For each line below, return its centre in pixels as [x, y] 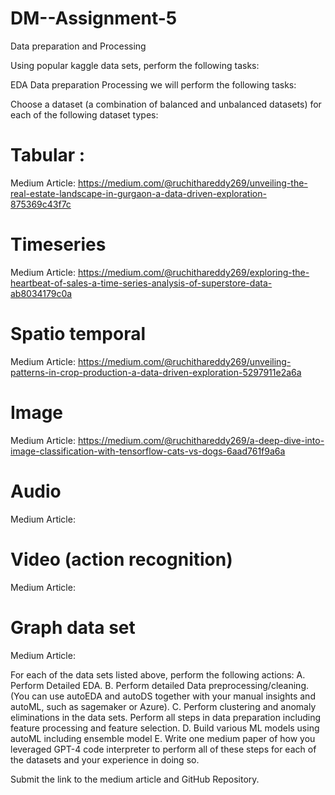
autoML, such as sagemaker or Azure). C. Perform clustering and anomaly [163, 706]
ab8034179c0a [41, 293]
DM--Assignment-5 [94, 18]
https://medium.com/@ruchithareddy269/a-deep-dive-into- [201, 440]
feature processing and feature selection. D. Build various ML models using [165, 728]
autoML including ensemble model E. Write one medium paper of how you [163, 738]
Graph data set [73, 627]
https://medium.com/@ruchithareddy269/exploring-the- [193, 272]
